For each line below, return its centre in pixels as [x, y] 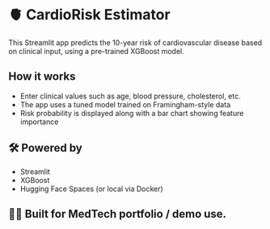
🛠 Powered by [45, 148]
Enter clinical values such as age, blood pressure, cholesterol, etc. [130, 96]
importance [39, 122]
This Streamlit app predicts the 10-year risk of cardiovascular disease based [135, 42]
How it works [42, 77]
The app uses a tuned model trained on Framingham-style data [125, 104]
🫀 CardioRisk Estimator [90, 15]
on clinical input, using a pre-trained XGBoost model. [96, 51]
